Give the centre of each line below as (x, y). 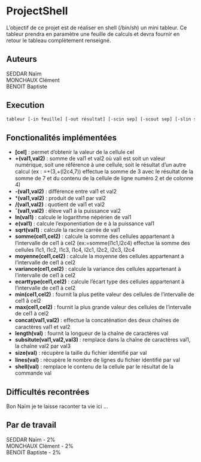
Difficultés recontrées (48, 392)
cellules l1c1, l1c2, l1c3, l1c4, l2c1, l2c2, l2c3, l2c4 (75, 250)
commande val (33, 373)
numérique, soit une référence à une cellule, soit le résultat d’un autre (100, 165)
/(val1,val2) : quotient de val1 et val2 (60, 204)
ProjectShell (37, 11)
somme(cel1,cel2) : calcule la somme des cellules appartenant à (95, 236)
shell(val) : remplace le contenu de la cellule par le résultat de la (94, 367)
